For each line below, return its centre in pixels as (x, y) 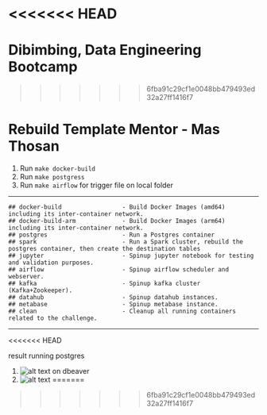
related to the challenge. (53, 318)
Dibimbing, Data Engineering (105, 50)
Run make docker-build (57, 168)
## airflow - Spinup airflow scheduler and (118, 270)
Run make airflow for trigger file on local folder (96, 185)
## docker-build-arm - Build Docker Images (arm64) (117, 221)
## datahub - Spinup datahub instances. (113, 298)
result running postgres (46, 356)
